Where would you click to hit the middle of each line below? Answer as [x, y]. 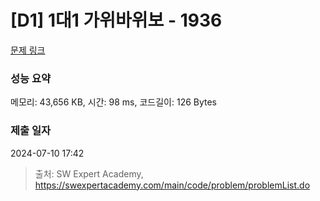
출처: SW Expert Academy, [89, 173]
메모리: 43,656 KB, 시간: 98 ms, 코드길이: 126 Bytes [114, 102]
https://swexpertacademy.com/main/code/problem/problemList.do [172, 185]
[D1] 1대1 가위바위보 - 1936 [116, 20]
